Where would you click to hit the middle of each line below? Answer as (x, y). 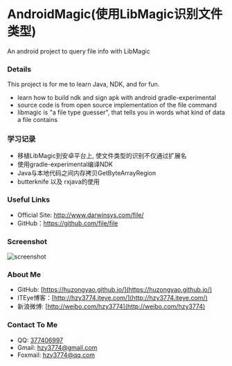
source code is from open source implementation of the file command (117, 105)
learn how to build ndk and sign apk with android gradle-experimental (117, 98)
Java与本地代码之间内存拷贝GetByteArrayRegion (87, 173)
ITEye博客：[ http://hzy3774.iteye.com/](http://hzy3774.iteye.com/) (112, 298)
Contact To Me (32, 325)
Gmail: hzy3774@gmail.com (57, 347)
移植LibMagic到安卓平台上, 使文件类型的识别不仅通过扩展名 (102, 155)
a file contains (37, 120)
